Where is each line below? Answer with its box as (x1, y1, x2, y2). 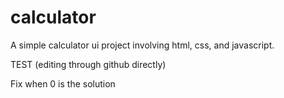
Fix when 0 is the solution (10, 77, 116, 90)
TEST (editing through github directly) (10, 58, 167, 70)
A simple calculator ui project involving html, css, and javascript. (10, 39, 275, 51)
